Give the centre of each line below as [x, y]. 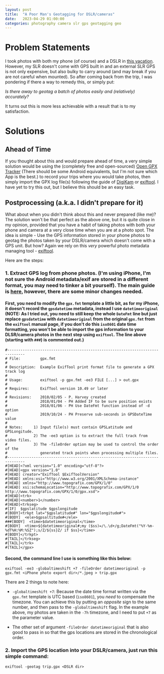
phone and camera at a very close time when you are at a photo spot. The [80, 230]
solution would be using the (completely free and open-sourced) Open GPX [81, 166]
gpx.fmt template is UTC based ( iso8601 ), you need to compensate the [83, 597]
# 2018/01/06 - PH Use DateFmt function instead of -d [78, 406]
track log [15, 372]
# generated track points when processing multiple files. [82, 453]
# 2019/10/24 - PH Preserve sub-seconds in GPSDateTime [79, 415]
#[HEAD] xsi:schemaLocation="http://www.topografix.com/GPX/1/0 [72, 488]
